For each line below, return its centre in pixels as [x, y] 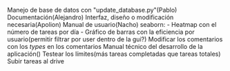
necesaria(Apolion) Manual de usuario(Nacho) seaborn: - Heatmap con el [112, 24]
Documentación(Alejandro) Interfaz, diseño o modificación [90, 17]
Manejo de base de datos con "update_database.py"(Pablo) [92, 10]
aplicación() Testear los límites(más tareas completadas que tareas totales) [114, 54]
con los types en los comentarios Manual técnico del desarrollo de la [105, 47]
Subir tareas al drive [36, 61]
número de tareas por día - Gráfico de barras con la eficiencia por [101, 32]
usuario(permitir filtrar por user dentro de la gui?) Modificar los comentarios [115, 39]
